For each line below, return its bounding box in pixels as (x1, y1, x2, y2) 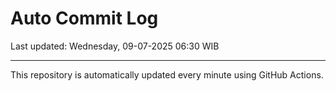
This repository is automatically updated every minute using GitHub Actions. (10, 68, 324, 81)
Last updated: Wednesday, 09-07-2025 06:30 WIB (10, 40, 220, 52)
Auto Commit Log (10, 7, 159, 30)
